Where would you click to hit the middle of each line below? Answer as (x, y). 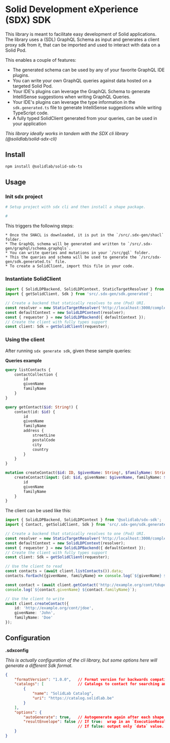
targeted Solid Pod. (33, 86)
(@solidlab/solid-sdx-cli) (31, 139)
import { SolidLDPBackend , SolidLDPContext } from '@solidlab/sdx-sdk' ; (83, 520)
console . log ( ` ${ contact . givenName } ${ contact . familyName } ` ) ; (71, 590)
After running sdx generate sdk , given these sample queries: (68, 351)
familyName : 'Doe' (34, 618)
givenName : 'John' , (35, 613)
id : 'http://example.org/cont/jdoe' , (54, 608)
